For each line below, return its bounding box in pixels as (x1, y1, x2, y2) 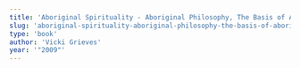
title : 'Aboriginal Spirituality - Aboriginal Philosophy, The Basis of (9, 12, 286, 22)
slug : (9, 21, 29, 30)
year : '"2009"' (9, 46, 66, 55)
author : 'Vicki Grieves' (9, 37, 102, 47)
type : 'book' (9, 29, 58, 38)
